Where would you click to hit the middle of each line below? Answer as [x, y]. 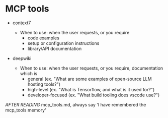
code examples [43, 38]
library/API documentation [55, 48]
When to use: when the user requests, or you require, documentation [92, 68]
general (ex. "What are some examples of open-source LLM [90, 79]
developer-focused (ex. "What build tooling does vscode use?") [94, 95]
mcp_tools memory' [26, 110]
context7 [22, 23]
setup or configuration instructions [63, 43]
